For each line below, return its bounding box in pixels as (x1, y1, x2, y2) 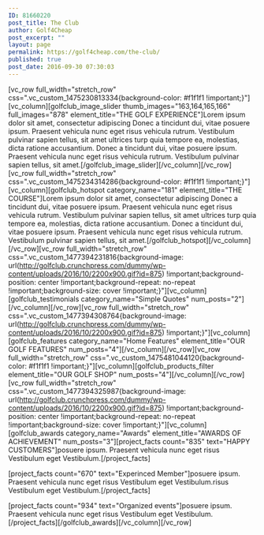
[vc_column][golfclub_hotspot (8, 185, 106, 194)
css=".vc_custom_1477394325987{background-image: (8, 386, 187, 395)
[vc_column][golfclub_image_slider (8, 101, 121, 110)
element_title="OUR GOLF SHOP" (8, 369, 117, 379)
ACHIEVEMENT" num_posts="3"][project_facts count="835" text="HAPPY (8, 436, 251, 446)
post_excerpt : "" (8, 33, 65, 42)
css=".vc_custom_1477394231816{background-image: (8, 252, 184, 261)
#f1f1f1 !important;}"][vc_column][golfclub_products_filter (28, 361, 214, 371)
